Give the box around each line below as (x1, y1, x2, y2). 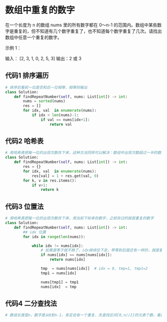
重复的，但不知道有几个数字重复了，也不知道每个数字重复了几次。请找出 (13, 28, 162, 34)
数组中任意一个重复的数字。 (5, 34, 62, 40)
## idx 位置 (23, 230, 46, 235)
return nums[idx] (49, 257, 85, 262)
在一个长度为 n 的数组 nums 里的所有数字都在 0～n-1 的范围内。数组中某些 (5, 22, 158, 28)
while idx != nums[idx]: (31, 243, 83, 248)
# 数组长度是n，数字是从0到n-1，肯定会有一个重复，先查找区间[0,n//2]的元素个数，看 (5, 313, 161, 318)
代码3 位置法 (5, 202, 44, 211)
